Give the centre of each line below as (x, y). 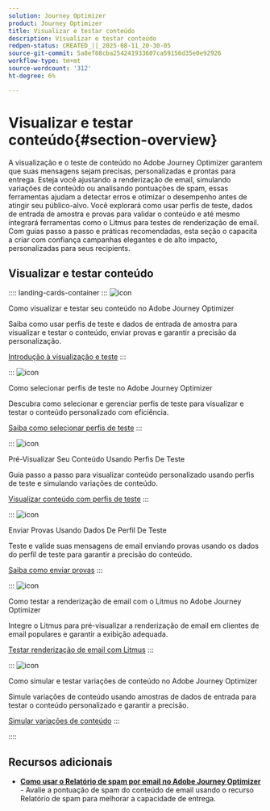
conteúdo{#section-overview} (113, 140)
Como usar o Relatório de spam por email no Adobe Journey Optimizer (140, 782)
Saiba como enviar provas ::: (56, 571)
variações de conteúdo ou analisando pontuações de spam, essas (118, 188)
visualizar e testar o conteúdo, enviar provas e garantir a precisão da (123, 332)
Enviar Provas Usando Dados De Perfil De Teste (87, 530)
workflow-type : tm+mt (45, 61)
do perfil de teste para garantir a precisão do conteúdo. (100, 554)
